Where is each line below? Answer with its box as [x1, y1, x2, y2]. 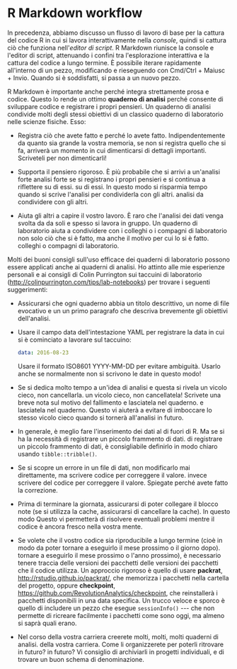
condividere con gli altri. [17, 197, 88, 206]
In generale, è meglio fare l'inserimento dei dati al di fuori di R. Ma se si [17, 427, 225, 435]
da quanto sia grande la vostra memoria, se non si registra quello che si [17, 138, 226, 147]
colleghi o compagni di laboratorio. [17, 241, 120, 249]
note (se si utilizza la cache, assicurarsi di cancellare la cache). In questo [17, 507, 231, 515]
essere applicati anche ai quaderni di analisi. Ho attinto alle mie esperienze [7, 262, 225, 271]
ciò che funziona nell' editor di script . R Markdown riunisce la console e [7, 43, 214, 52]
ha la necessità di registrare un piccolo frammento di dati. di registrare [17, 434, 223, 443]
